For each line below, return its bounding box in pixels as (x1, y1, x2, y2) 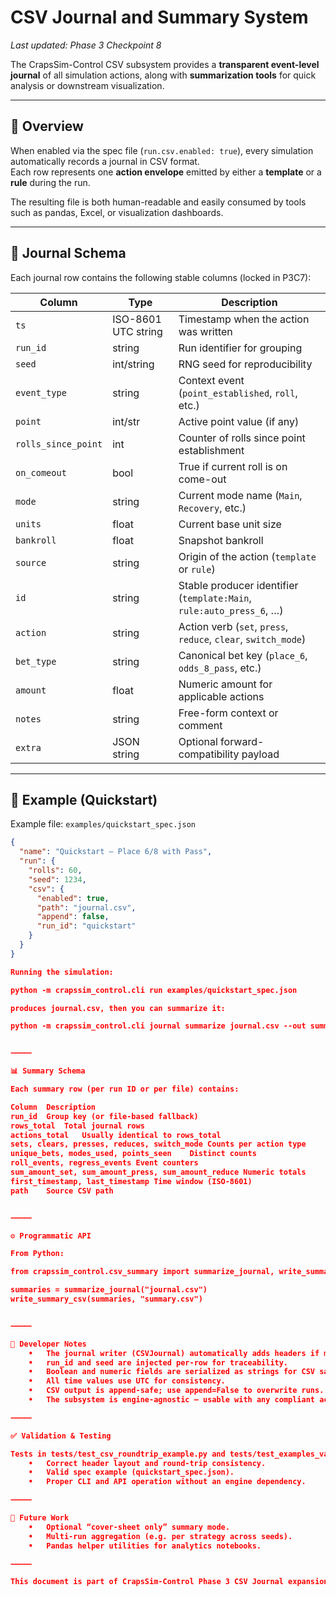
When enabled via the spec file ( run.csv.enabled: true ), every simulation (10, 144, 314, 156)
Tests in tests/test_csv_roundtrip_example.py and (10, 1449, 226, 1459)
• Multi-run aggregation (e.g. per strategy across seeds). (28, 1531, 293, 1541)
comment (178, 718, 223, 732)
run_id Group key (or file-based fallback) (10, 1111, 199, 1121)
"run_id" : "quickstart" (36, 921, 137, 931)
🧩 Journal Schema (10, 245, 127, 262)
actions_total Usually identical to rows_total (10, 1130, 222, 1140)
